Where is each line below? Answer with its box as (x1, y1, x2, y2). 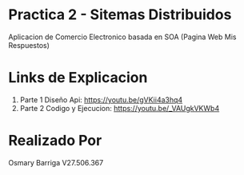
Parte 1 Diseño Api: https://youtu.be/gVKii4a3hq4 (19, 94, 183, 105)
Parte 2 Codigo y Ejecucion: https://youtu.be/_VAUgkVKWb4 (19, 103, 220, 113)
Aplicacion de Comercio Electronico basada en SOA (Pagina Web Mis (8, 32, 237, 42)
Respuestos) (8, 40, 50, 50)
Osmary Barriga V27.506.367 (8, 157, 104, 167)
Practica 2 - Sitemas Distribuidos (8, 6, 232, 24)
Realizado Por (8, 132, 102, 149)
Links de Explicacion (8, 69, 148, 87)
